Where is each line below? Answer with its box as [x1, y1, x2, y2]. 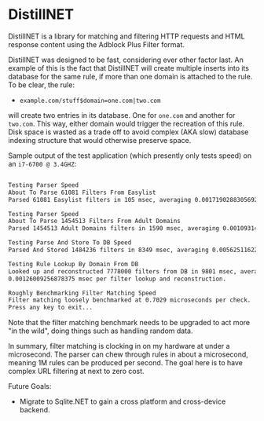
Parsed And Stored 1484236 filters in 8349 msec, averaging [8, 246, 210, 254]
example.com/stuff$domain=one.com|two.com [19, 97, 161, 104]
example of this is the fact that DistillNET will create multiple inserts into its [8, 63, 250, 72]
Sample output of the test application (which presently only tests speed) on [8, 151, 252, 160]
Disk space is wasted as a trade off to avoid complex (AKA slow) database [8, 127, 249, 137]
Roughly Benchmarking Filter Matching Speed [8, 289, 156, 297]
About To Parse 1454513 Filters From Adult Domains [8, 218, 181, 225]
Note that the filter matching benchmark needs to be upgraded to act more [8, 318, 250, 328]
